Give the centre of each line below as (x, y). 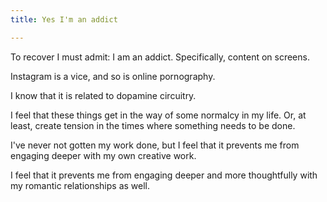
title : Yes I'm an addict (64, 19)
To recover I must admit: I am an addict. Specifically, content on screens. (160, 57)
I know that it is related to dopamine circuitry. (103, 95)
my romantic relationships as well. (80, 185)
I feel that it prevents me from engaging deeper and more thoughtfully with (164, 175)
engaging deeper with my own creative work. (103, 155)
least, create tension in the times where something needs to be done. (153, 125)
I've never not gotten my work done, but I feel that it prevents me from (155, 145)
